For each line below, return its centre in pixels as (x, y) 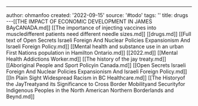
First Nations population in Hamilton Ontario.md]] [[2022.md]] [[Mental (92, 53)
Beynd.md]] (20, 97)
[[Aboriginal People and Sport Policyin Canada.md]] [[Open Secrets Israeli (96, 65)
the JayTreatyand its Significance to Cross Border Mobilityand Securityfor (96, 84)
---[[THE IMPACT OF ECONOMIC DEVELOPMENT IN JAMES (79, 21)
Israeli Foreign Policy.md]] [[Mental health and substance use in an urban (95, 47)
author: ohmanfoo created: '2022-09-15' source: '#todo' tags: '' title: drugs (97, 15)
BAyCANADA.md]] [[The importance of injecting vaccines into (81, 28)
